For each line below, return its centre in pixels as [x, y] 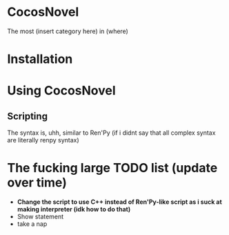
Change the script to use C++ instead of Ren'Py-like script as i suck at [119, 202]
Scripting [28, 116]
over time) [37, 183]
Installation [40, 59]
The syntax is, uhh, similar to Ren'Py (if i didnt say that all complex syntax [111, 133]
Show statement [40, 217]
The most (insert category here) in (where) [68, 31]
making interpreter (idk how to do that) [74, 209]
